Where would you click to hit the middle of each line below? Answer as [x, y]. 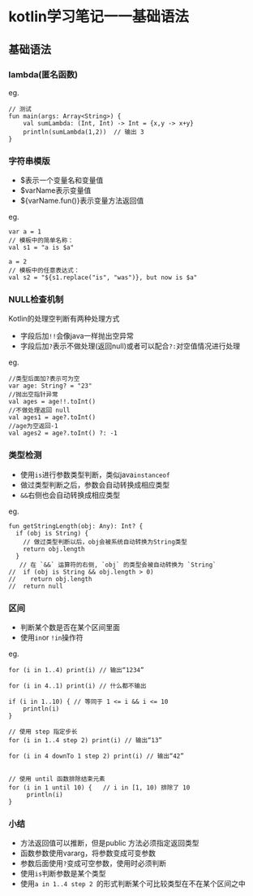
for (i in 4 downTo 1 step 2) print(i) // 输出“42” [96, 756]
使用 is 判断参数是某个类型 [63, 874]
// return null [36, 586]
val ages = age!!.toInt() [52, 402]
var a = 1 [25, 232]
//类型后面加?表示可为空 [44, 379]
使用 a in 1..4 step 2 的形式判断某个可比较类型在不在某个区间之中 [133, 884]
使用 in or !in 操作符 [51, 638]
